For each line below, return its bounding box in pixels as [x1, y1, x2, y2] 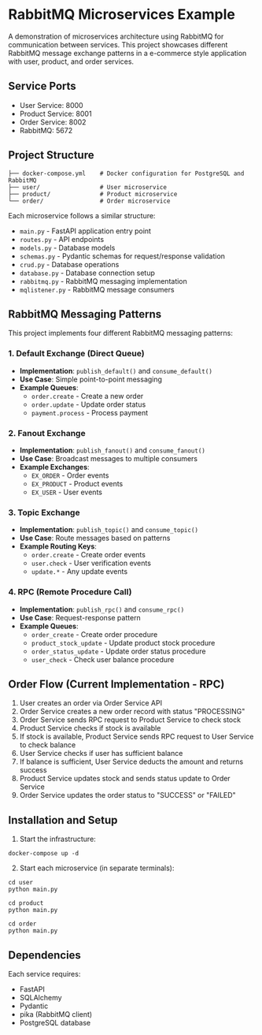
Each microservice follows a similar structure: [8, 210, 156, 220]
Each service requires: [8, 970, 81, 978]
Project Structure [8, 148, 94, 162]
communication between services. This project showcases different [8, 39, 228, 49]
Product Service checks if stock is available [19, 724, 161, 733]
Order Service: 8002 [19, 117, 87, 127]
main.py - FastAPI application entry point [19, 226, 152, 236]
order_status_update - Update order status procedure [31, 646, 206, 656]
